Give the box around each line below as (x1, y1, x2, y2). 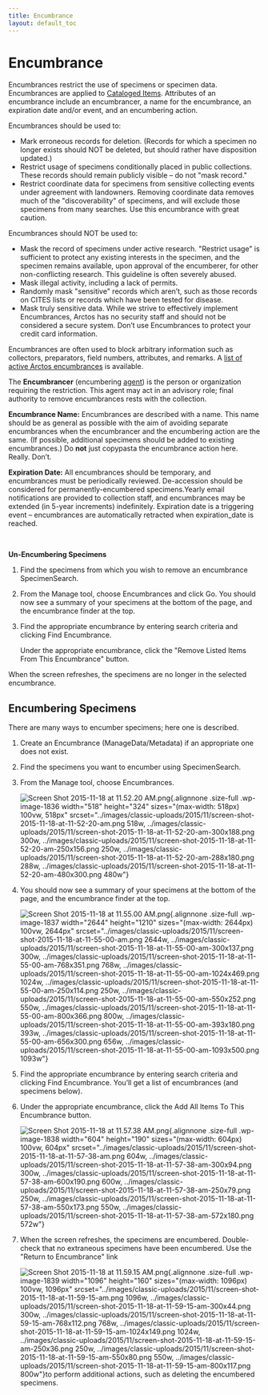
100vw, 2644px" (19, 926, 74, 936)
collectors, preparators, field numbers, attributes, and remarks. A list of (8, 353, 242, 363)
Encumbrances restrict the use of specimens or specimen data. (8, 80, 218, 90)
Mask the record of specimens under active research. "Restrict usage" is (19, 244, 260, 254)
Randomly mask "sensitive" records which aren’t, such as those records (19, 287, 258, 296)
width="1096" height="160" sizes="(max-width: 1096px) (61, 1276, 248, 1285)
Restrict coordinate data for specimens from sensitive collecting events (19, 179, 255, 189)
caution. (19, 213, 47, 222)
